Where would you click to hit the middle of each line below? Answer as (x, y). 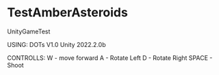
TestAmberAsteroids (67, 13)
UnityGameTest (29, 31)
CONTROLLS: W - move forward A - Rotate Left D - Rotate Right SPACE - (110, 58)
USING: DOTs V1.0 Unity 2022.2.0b (56, 44)
